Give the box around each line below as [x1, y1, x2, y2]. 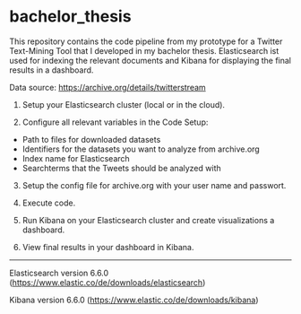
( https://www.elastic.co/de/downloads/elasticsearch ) [9, 276, 206, 288]
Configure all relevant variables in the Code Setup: [21, 117, 209, 127]
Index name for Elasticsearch [21, 153, 130, 163]
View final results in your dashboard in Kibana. [21, 241, 194, 252]
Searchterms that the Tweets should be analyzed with [21, 162, 221, 173]
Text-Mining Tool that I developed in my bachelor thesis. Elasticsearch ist [9, 45, 279, 56]
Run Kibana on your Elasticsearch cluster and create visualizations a [21, 214, 275, 225]
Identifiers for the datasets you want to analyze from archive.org [21, 144, 260, 154]
